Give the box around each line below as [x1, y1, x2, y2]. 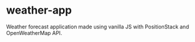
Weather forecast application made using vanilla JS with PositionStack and [6, 23, 189, 30]
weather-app [6, 4, 73, 17]
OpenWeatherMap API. [6, 29, 62, 36]
